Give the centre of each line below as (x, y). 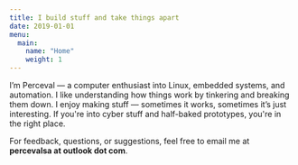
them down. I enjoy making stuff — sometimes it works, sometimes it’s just (148, 104)
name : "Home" (50, 51)
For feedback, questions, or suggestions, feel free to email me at (130, 141)
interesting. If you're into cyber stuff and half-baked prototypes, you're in (145, 114)
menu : (19, 34)
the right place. (37, 124)
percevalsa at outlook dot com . (69, 151)
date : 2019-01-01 (42, 26)
